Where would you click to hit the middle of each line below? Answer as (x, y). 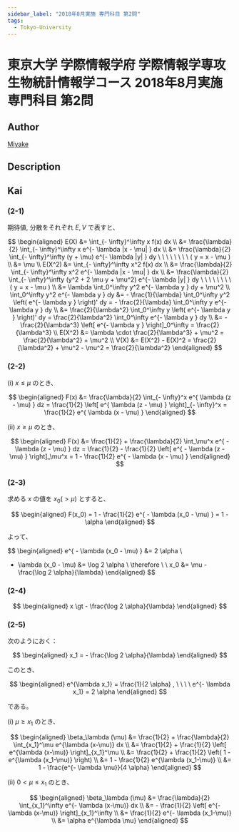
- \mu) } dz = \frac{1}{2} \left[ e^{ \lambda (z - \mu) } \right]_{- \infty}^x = (120, 404)
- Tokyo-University (43, 27)
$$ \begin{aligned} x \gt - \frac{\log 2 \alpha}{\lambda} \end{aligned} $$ (120, 606)
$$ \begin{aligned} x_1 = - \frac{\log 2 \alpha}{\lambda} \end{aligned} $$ (120, 655)
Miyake (18, 144)
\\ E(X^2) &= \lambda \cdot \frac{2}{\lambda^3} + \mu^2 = (139, 333)
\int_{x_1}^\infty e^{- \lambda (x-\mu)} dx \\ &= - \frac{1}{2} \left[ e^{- (120, 806)
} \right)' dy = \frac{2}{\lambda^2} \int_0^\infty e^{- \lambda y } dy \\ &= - (120, 317)
